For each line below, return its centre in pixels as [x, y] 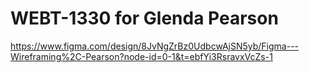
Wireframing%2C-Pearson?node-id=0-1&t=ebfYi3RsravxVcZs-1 [141, 56]
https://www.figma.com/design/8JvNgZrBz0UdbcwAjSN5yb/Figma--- [155, 46]
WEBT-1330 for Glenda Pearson [144, 18]
